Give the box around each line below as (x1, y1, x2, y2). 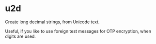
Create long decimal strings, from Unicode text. (5, 19, 100, 25)
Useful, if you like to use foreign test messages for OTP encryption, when (5, 28, 152, 34)
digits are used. (5, 33, 36, 39)
